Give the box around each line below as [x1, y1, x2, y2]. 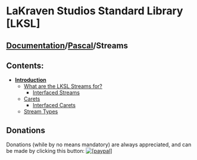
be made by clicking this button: [6, 148, 85, 155]
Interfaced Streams [32, 89, 80, 96]
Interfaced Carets [32, 102, 76, 109]
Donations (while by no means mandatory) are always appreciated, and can [6, 141, 192, 148]
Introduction [14, 76, 46, 84]
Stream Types [23, 108, 58, 115]
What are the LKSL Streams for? [23, 83, 102, 90]
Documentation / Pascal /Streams [6, 40, 128, 51]
